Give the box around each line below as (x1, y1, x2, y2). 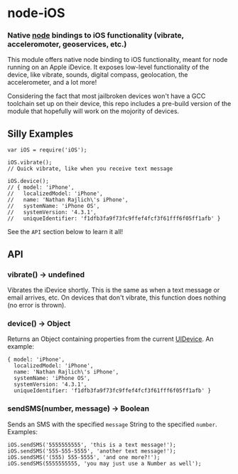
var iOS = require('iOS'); (7, 147, 87, 154)
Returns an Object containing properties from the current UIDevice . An (7, 335, 215, 343)
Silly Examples (7, 127, 74, 139)
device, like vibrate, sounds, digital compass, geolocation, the (7, 70, 188, 79)
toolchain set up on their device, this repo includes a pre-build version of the (7, 100, 232, 108)
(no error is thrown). (7, 300, 66, 309)
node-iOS (7, 5, 65, 21)
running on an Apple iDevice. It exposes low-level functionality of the (7, 63, 210, 72)
